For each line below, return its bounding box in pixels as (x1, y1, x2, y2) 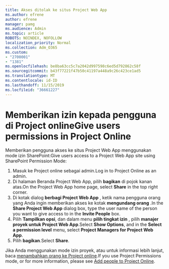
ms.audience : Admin (5, 26, 46, 31)
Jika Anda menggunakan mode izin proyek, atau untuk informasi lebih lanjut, (5, 247, 164, 253)
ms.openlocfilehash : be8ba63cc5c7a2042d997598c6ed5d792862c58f (5, 64, 141, 69)
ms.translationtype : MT (5, 73, 55, 78)
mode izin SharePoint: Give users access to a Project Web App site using (5, 153, 155, 159)
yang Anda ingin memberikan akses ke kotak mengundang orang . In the (12, 200, 163, 206)
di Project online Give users (5, 120, 121, 131)
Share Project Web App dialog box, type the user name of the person (12, 205, 157, 211)
